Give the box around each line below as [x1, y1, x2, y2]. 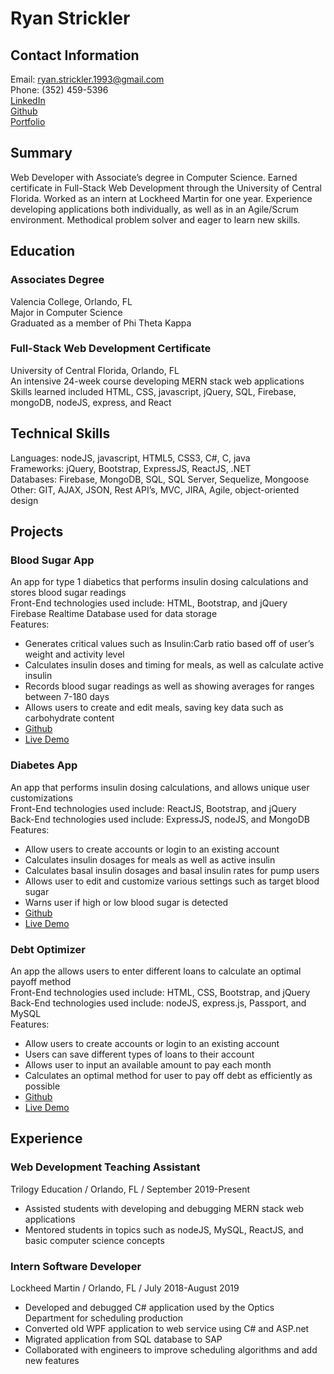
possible [24, 1080, 61, 1092]
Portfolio [10, 116, 46, 127]
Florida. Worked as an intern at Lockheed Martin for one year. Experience [10, 192, 313, 204]
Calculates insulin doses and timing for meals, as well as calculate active [24, 659, 325, 671]
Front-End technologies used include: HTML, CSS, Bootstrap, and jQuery [10, 986, 311, 998]
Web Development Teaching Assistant [10, 1160, 201, 1174]
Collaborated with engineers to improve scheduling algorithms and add [24, 1343, 318, 1356]
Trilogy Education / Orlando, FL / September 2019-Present [10, 1183, 251, 1195]
